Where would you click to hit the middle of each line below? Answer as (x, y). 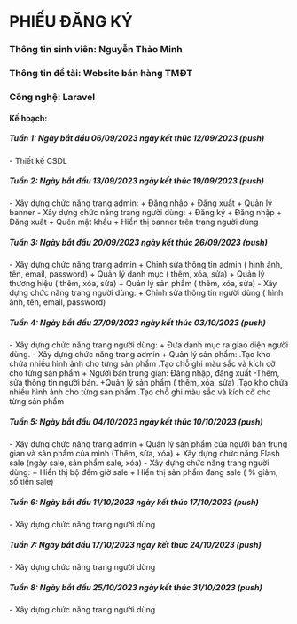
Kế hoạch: (28, 118)
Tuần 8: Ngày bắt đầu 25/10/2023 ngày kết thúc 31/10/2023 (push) (136, 587)
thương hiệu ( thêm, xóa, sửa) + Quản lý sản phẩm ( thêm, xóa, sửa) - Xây (143, 284)
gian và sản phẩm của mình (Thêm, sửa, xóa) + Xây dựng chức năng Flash (145, 454)
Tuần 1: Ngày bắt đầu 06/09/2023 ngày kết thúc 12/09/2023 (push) (137, 138)
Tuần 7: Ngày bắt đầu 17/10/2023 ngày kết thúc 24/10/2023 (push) (135, 544)
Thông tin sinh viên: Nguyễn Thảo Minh (96, 50)
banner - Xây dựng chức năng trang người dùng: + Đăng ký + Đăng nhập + (145, 213)
